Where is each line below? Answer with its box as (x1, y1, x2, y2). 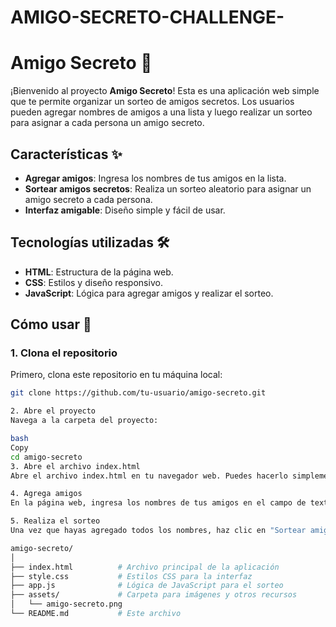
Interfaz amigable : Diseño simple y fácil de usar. (24, 204, 226, 216)
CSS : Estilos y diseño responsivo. (24, 276, 163, 288)
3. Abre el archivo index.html (10, 461, 141, 471)
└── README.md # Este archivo (10, 609, 182, 619)
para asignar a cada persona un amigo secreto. (10, 117, 205, 129)
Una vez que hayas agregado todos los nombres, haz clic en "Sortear (10, 526, 307, 536)
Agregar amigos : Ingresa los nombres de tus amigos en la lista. (24, 172, 287, 184)
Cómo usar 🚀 (10, 316, 92, 333)
